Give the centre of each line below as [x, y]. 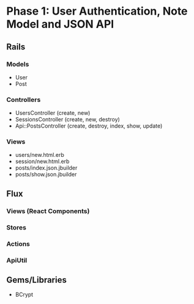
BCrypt [24, 295]
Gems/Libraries [37, 280]
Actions [18, 244]
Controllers [24, 100]
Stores [16, 227]
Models [18, 64]
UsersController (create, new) [53, 113]
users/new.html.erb [39, 155]
